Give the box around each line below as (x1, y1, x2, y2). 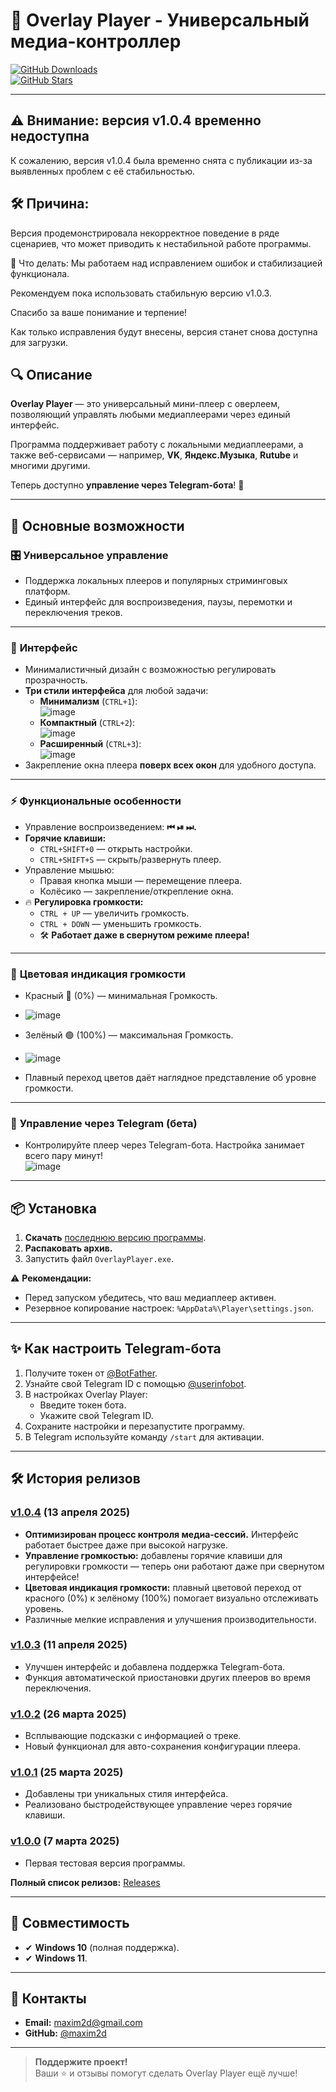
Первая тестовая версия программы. (24, 1857, 186, 1869)
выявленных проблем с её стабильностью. (10, 165, 195, 177)
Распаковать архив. (24, 1242, 113, 1254)
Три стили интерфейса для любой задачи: (24, 685, 209, 697)
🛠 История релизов (10, 1470, 141, 1488)
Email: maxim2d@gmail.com (24, 2017, 143, 2029)
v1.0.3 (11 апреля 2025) (10, 1638, 128, 1652)
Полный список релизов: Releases (10, 1876, 161, 1888)
